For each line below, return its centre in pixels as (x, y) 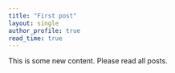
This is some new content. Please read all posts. (88, 61)
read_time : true (35, 38)
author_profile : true (45, 30)
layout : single (34, 23)
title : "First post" (43, 16)
